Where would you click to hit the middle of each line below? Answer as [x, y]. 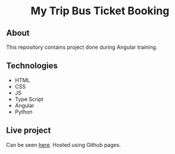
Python [24, 112]
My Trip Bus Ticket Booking [100, 11]
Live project [29, 131]
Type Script [29, 99]
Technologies [32, 66]
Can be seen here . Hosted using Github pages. [63, 144]
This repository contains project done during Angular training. [82, 47]
